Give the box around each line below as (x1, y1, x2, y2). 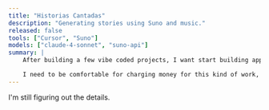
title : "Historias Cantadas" (8, 11, 106, 20)
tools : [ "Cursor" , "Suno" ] (8, 33, 98, 42)
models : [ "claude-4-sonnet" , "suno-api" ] (8, 41, 149, 49)
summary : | (8, 49, 45, 57)
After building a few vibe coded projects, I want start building (22, 57, 249, 65)
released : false (8, 26, 62, 34)
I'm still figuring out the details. (8, 92, 110, 102)
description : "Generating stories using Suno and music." (8, 19, 206, 27)
